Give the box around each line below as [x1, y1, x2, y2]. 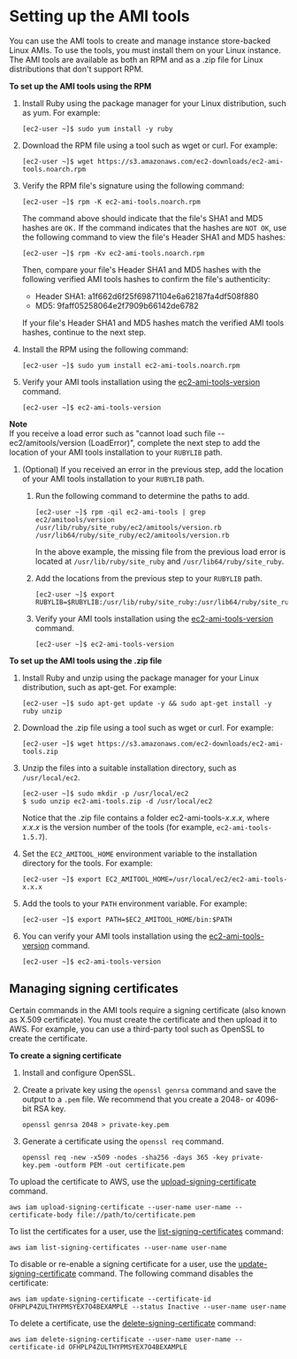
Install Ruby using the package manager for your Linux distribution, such [21, 97, 287, 108]
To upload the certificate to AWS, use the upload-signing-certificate [9, 1176, 256, 1186]
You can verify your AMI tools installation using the [21, 931, 208, 941]
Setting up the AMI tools [9, 6, 190, 27]
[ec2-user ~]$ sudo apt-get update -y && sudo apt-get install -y [21, 699, 272, 708]
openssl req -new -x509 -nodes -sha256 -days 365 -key [21, 1153, 229, 1162]
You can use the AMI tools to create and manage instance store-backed [9, 35, 271, 46]
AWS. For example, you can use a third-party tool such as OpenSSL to [9, 1024, 265, 1034]
